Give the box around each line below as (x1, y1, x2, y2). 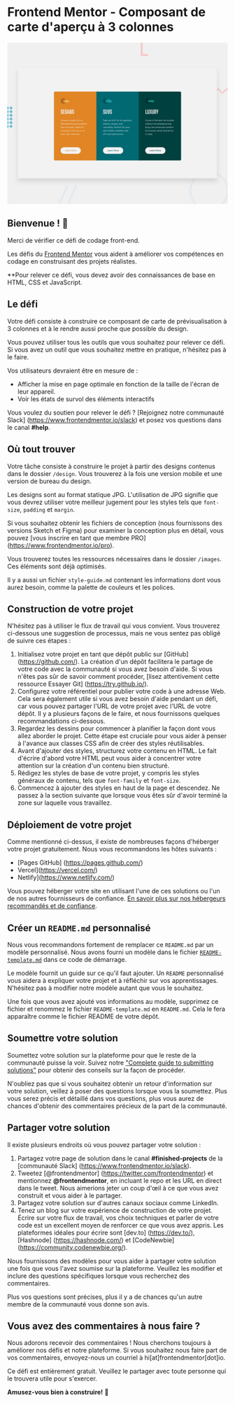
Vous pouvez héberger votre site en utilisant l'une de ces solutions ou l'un (7, 887, 220, 895)
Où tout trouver (7, 443, 76, 455)
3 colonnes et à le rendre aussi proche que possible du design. (7, 324, 189, 333)
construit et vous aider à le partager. (17, 1191, 122, 1200)
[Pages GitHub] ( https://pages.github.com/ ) (17, 858, 143, 867)
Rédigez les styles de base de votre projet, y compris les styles (17, 769, 200, 777)
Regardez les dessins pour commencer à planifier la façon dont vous (17, 724, 216, 733)
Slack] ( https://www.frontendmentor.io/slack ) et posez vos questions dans (7, 415, 222, 424)
